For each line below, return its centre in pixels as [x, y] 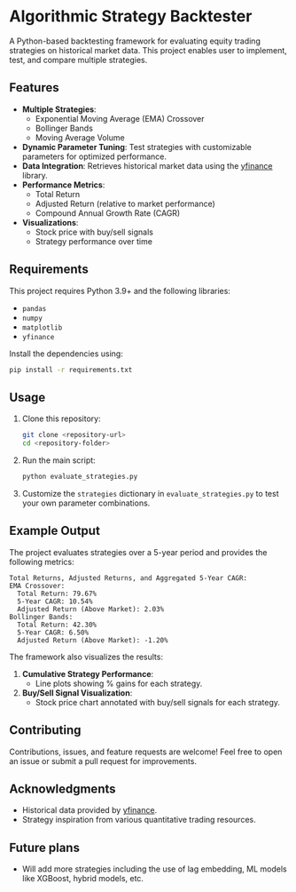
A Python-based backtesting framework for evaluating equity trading [135, 41]
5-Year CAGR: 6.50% [53, 633]
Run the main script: [58, 460]
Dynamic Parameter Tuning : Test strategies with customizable [137, 147]
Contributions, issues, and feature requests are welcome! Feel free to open [146, 752]
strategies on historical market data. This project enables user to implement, [148, 50]
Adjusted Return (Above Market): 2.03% [91, 609]
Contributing [45, 730]
